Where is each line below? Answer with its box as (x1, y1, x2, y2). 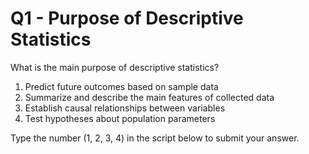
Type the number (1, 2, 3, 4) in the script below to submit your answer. (10, 132, 300, 144)
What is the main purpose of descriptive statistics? (10, 61, 220, 73)
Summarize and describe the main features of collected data (24, 91, 275, 103)
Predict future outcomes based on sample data (24, 80, 219, 92)
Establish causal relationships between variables (24, 102, 226, 114)
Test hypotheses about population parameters (24, 112, 216, 124)
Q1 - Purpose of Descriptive (10, 7, 244, 30)
